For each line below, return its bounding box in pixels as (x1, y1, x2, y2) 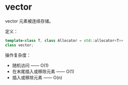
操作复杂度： (5, 52, 31, 58)
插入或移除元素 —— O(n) (12, 74, 63, 80)
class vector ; (5, 43, 34, 48)
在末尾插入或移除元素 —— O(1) (12, 68, 75, 74)
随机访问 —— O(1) (12, 62, 49, 68)
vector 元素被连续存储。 (5, 18, 54, 24)
